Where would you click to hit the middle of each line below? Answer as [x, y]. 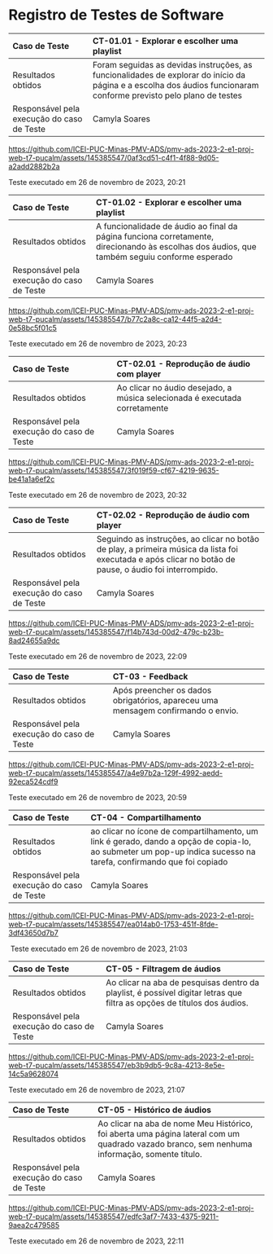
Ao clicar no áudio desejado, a [174, 387]
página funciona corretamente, [155, 236]
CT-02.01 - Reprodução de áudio [183, 363]
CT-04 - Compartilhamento [146, 817]
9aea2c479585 [34, 1225]
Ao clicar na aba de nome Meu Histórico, [175, 1124]
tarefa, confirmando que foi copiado [159, 861]
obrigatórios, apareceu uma [165, 700]
